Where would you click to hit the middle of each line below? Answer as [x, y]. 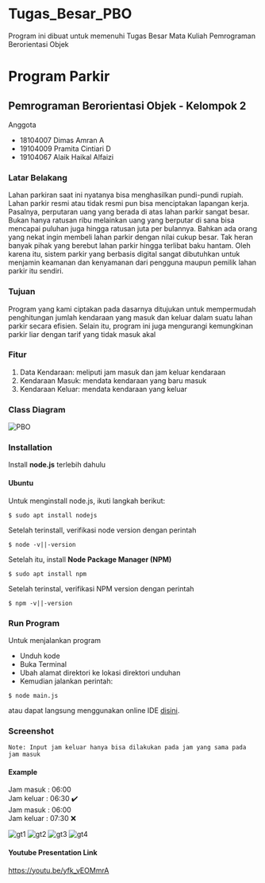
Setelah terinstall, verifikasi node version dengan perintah [102, 530]
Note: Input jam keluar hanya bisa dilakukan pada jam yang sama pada [127, 748]
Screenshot [31, 730]
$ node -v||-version [42, 544]
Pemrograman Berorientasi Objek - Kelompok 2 [127, 105]
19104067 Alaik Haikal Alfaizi [66, 157]
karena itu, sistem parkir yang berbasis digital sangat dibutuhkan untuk [124, 254]
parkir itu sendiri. [36, 271]
